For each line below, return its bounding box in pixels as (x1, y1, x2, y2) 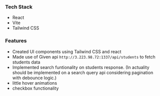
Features (5, 37, 27, 44)
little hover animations (12, 80, 58, 86)
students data (12, 59, 40, 65)
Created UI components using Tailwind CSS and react (12, 48, 122, 55)
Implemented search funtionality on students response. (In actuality (12, 64, 150, 70)
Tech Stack (5, 3, 33, 10)
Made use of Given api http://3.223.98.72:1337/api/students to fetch (12, 54, 156, 60)
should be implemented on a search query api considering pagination (12, 69, 154, 75)
